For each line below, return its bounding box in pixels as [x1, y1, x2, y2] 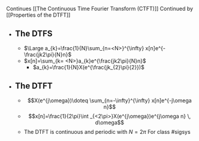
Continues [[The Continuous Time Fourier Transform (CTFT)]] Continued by [6, 5, 194, 12]
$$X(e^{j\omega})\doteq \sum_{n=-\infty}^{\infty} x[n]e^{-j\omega [27, 97, 192, 104]
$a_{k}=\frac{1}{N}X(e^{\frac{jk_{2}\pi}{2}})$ [32, 63, 145, 70]
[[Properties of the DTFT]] [6, 11, 71, 19]
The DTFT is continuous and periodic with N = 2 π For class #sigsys [23, 128, 191, 135]
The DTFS [14, 29, 53, 39]
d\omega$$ [95, 119, 125, 126]
